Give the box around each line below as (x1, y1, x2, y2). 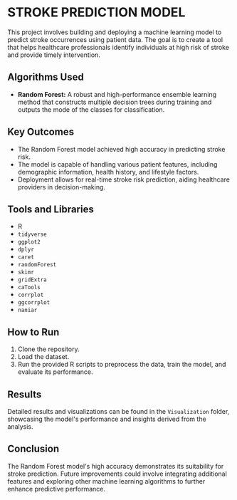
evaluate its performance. (17, 368, 94, 376)
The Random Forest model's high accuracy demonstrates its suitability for (7, 462, 224, 470)
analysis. (7, 422, 33, 431)
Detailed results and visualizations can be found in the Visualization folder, (7, 407, 230, 415)
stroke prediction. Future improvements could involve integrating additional (7, 469, 228, 478)
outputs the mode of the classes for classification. (17, 105, 165, 114)
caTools (17, 284, 41, 291)
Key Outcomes (7, 126, 75, 138)
